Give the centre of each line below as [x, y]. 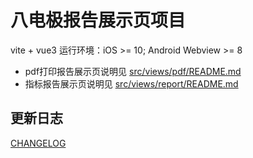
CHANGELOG [38, 143]
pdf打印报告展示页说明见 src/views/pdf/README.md [133, 71]
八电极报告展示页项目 [98, 20]
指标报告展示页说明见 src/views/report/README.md [131, 83]
